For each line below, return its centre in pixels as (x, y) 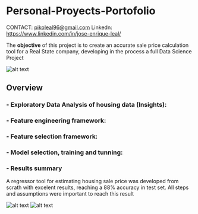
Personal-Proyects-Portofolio (81, 11)
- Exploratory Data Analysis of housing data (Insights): (87, 105)
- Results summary (34, 168)
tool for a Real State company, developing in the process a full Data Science (99, 51)
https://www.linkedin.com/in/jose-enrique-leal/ (64, 33)
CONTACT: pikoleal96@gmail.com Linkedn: (59, 27)
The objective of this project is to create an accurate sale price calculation (98, 45)
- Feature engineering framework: (56, 121)
